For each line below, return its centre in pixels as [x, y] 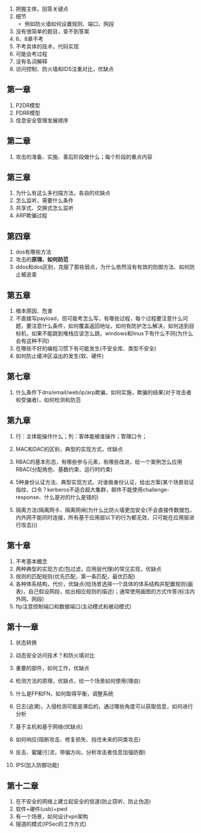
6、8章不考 [29, 39]
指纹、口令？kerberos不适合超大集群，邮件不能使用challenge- [92, 489]
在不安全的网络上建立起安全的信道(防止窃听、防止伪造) [83, 802]
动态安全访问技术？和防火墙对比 [55, 655]
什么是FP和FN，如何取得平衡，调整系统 [64, 694]
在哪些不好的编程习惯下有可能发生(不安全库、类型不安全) [86, 349]
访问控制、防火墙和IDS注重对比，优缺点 [64, 69]
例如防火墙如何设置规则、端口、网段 [69, 24]
